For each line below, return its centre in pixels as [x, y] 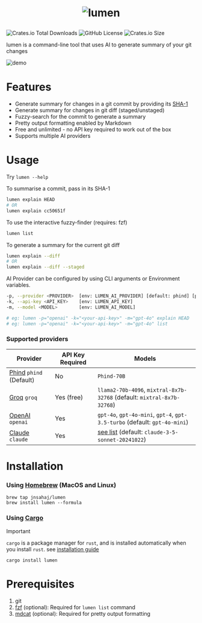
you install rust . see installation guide [53, 549]
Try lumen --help [27, 177]
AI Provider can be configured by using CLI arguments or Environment [93, 279]
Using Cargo [25, 518]
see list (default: [120, 432]
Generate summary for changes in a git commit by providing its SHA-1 [101, 104]
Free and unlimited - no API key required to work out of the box [93, 130]
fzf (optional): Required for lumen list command [75, 607]
